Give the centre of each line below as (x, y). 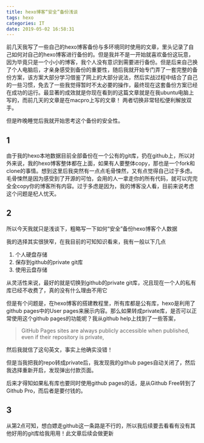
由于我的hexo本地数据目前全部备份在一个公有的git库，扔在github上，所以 (98, 156)
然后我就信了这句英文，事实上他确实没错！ (59, 349)
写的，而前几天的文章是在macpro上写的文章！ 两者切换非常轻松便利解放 (97, 100)
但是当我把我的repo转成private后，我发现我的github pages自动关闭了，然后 (101, 362)
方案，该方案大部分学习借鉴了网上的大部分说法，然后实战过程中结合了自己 (104, 77)
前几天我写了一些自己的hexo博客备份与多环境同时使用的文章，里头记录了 (97, 47)
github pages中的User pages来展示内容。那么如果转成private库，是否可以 (99, 310)
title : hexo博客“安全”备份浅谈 (42, 12)
